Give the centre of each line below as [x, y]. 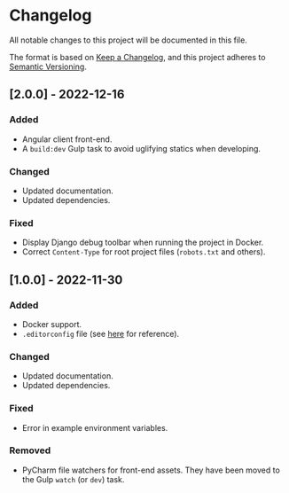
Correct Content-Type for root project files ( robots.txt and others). [144, 252]
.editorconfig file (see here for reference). [101, 333]
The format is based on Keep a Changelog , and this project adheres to [137, 57]
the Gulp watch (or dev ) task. [73, 479]
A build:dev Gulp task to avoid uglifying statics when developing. [141, 148]
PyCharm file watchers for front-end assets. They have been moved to [151, 470]
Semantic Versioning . [48, 67]
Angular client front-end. [67, 139]
